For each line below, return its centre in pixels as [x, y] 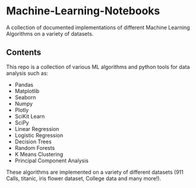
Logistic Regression [39, 135]
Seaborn [25, 97]
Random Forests [35, 148]
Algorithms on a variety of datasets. [50, 33]
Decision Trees [33, 142]
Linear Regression [37, 129]
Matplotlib [27, 91]
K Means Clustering [39, 154]
